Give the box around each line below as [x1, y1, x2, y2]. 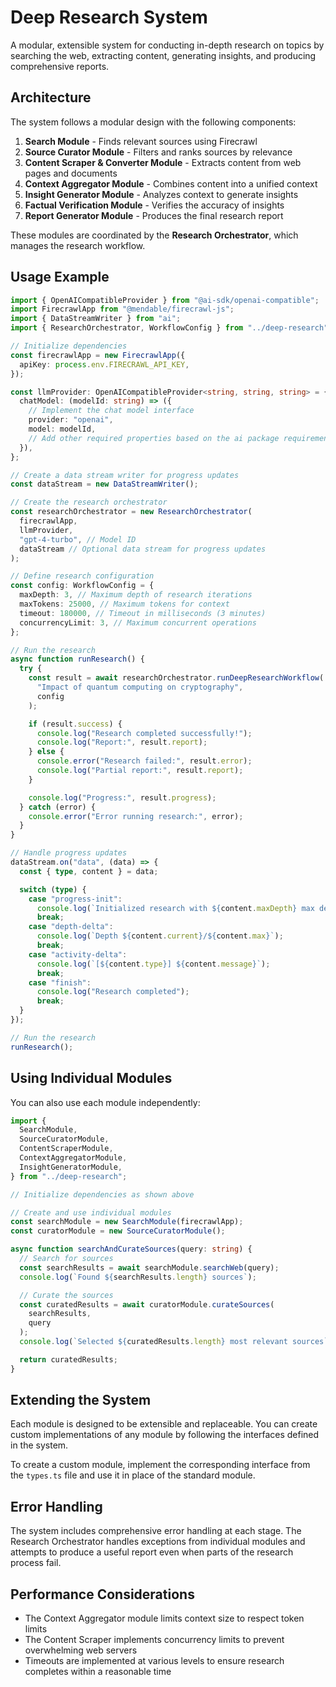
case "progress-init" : [28, 894, 123, 904]
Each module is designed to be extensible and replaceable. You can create [10, 1418, 318, 1430]
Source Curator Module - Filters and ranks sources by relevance [24, 146, 293, 158]
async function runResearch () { [10, 654, 145, 665]
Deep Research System [10, 6, 208, 29]
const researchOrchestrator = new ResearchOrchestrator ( [10, 507, 253, 517]
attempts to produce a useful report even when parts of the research [10, 1546, 294, 1558]
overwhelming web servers [24, 1644, 138, 1656]
